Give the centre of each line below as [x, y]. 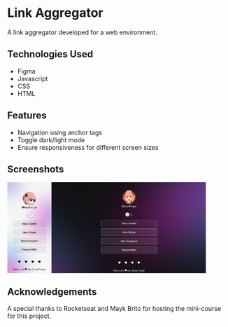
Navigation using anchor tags [60, 132]
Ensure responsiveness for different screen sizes [88, 147]
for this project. [29, 316]
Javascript [33, 78]
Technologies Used [50, 54]
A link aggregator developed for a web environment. [82, 32]
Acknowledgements [52, 292]
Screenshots [36, 169]
